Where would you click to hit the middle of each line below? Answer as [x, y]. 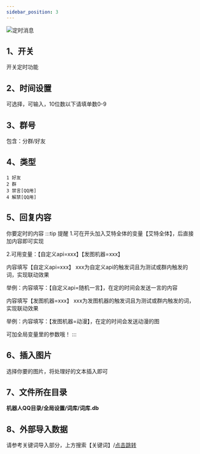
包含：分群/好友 [26, 141]
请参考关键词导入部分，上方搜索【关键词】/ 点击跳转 [72, 445]
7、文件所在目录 [37, 392]
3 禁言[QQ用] [21, 191]
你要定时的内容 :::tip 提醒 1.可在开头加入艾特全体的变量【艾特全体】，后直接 [100, 233]
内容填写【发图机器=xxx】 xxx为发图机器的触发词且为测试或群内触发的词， [101, 301]
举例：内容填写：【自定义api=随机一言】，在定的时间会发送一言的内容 [92, 287]
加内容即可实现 [25, 241]
